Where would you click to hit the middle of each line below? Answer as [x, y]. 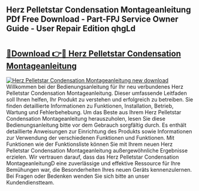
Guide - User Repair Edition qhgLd [71, 29]
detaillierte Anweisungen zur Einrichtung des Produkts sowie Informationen [99, 131]
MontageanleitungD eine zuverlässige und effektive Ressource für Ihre [94, 163]
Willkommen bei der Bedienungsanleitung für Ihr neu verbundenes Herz [95, 87]
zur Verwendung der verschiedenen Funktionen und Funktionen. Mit [91, 138]
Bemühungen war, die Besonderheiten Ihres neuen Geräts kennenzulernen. [99, 170]
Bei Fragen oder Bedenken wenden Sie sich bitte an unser [78, 176]
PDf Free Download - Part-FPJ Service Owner [92, 20]
